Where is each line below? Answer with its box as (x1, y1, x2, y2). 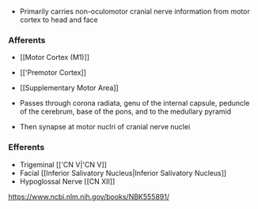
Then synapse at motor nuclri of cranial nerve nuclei (19, 122, 191, 132)
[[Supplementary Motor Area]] (19, 83, 119, 93)
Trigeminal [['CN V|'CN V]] (19, 159, 107, 169)
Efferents (8, 142, 45, 153)
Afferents (8, 35, 46, 46)
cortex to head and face (19, 15, 98, 24)
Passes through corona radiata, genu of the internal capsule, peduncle (19, 99, 250, 108)
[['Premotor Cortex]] (19, 68, 87, 77)
